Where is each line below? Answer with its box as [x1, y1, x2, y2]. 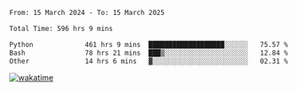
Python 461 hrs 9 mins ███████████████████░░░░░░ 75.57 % [9, 40, 289, 49]
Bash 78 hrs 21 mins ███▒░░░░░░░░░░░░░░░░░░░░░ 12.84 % [9, 49, 289, 57]
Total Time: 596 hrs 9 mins [9, 24, 114, 33]
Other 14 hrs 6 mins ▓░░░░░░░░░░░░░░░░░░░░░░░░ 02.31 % [9, 57, 289, 65]
